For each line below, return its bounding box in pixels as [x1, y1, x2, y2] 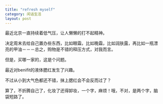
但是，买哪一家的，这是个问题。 [5, 57, 69, 63]
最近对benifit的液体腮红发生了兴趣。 [5, 67, 78, 73]
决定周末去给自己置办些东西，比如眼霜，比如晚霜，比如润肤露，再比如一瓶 [5, 40, 154, 46]
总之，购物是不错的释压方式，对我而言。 [34, 47, 115, 52]
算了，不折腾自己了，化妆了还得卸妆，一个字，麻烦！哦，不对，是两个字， [5, 88, 154, 94]
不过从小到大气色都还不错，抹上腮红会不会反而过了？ [5, 77, 112, 83]
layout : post [5, 16, 32, 21]
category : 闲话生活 [5, 12, 42, 17]
